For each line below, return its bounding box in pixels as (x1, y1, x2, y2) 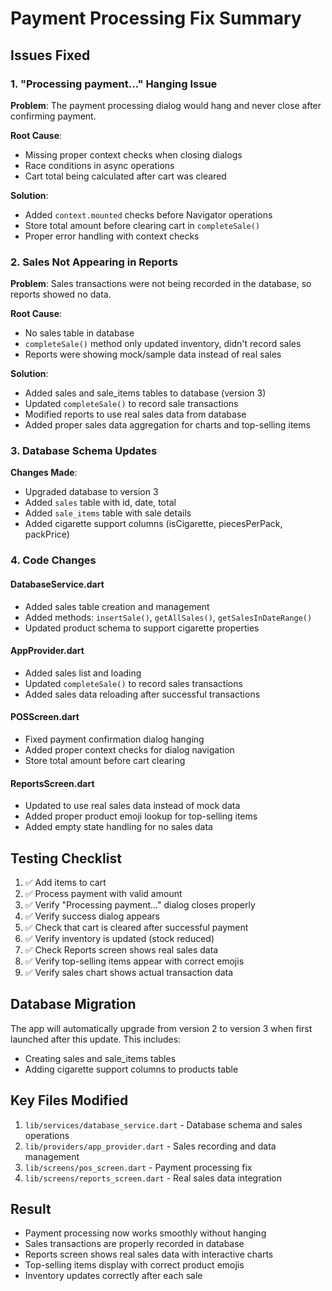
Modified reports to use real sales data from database (24, 408, 247, 421)
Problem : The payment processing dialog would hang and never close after (10, 99, 322, 111)
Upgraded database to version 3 (24, 486, 159, 498)
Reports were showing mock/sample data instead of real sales (24, 348, 282, 361)
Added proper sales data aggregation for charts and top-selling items (24, 419, 311, 431)
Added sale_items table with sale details (24, 507, 192, 519)
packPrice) (24, 528, 70, 541)
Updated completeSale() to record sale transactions (24, 398, 239, 410)
